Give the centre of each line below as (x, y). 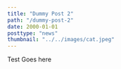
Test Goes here (29, 59)
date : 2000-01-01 (33, 26)
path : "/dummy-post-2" (40, 20)
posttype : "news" (33, 33)
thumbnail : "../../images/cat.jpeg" (61, 40)
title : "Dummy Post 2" (40, 14)
